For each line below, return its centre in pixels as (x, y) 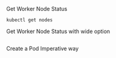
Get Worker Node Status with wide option (58, 31)
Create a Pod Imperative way (43, 49)
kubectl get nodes (29, 20)
